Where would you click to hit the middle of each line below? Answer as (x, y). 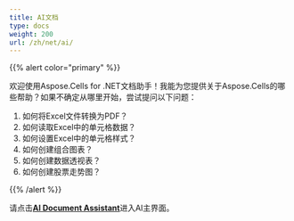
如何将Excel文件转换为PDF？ (75, 116)
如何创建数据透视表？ (61, 160)
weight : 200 (31, 34)
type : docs (29, 26)
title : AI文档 (34, 17)
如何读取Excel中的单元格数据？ (79, 127)
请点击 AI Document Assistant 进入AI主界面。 (92, 208)
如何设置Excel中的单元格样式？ (79, 138)
